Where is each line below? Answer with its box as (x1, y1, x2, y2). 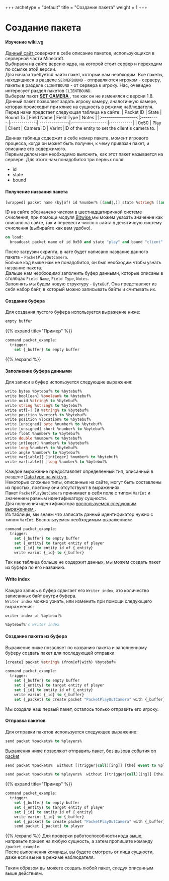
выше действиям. (5, 870, 44, 876)
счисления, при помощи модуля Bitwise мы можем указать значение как (5, 214, 163, 220)
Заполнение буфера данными (5, 368, 72, 374)
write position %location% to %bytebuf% (5, 417, 92, 422)
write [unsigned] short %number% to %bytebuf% (5, 426, 105, 431)
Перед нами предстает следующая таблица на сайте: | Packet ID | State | (5, 109, 162, 115)
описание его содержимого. (5, 146, 67, 152)
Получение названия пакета (5, 188, 68, 194)
